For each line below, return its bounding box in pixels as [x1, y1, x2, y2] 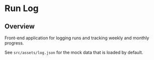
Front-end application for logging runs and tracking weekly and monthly [4, 35, 150, 41]
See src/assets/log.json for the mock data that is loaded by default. [4, 49, 143, 55]
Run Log [4, 3, 39, 14]
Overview [4, 22, 35, 30]
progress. [4, 40, 24, 46]
